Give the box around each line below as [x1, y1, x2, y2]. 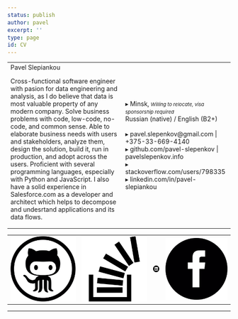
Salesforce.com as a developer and [10, 190, 113, 198]
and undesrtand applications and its [10, 205, 115, 213]
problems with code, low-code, [10, 114, 103, 123]
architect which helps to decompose [10, 198, 117, 206]
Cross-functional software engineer [10, 77, 115, 85]
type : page [7, 34, 40, 41]
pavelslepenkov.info [125, 152, 184, 161]
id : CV [7, 41, 27, 49]
